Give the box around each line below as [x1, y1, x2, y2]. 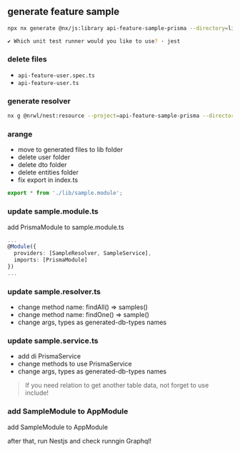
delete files [7, 54, 48, 64]
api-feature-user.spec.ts [17, 71, 95, 79]
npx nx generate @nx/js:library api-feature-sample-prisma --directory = [7, 24, 229, 31]
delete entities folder [17, 168, 79, 177]
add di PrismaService [17, 352, 81, 361]
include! [24, 388, 49, 397]
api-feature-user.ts [17, 79, 79, 86]
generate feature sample [7, 6, 120, 18]
